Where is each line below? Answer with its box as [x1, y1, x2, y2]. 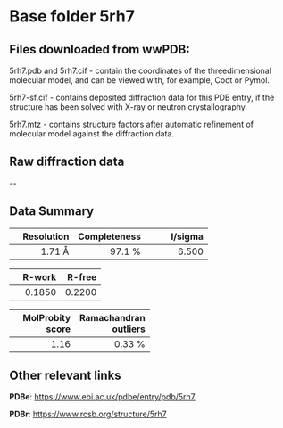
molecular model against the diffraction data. [9, 128, 174, 139]
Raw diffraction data [9, 154, 125, 169]
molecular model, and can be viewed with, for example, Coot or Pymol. [9, 75, 271, 86]
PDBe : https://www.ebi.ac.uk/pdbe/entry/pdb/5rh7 [9, 391, 196, 402]
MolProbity [22, 311, 71, 324]
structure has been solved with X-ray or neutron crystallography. [9, 102, 248, 112]
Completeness [77, 230, 141, 243]
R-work [22, 270, 57, 283]
